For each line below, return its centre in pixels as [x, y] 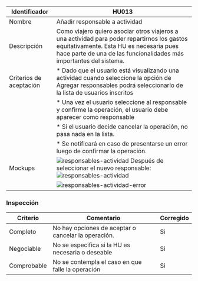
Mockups [22, 168]
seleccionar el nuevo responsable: [104, 168]
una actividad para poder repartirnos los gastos [122, 39]
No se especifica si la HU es [92, 245]
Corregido [174, 218]
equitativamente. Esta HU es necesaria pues [118, 46]
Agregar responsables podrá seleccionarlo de [120, 85]
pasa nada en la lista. [85, 134]
